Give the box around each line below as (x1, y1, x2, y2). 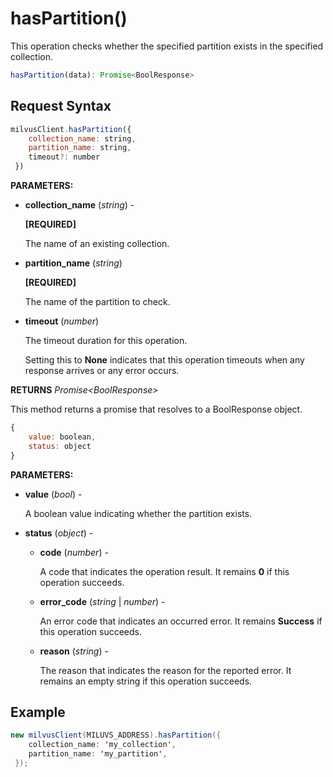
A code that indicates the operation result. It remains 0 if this (39, 565, 290, 577)
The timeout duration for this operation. (24, 335, 188, 346)
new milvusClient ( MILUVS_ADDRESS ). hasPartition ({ (10, 730, 222, 741)
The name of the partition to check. (24, 296, 171, 307)
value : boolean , (28, 432, 97, 442)
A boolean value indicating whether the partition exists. (24, 507, 253, 519)
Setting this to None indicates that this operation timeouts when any (24, 354, 305, 366)
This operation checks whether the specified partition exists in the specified (10, 40, 324, 52)
